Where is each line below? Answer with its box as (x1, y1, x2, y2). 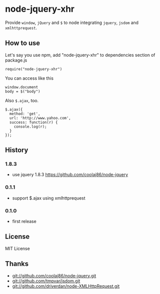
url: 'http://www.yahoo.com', (9, 115, 71, 120)
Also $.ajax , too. (5, 97, 39, 103)
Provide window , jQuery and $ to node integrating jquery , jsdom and (5, 20, 138, 25)
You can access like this (5, 75, 54, 81)
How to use (5, 39, 40, 47)
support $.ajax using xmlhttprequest (12, 195, 86, 201)
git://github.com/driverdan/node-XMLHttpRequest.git (12, 283, 120, 289)
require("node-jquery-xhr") (5, 67, 63, 71)
